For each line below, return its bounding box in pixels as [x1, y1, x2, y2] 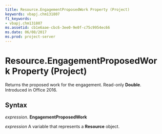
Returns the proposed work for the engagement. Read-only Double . [5, 81, 142, 88]
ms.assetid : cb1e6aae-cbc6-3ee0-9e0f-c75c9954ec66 [5, 25, 110, 30]
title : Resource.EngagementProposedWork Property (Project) [5, 7, 130, 12]
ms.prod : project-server [5, 35, 56, 39]
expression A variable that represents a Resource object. [5, 123, 120, 129]
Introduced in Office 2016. [5, 87, 58, 93]
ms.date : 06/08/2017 [5, 30, 47, 35]
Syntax [5, 101, 27, 110]
